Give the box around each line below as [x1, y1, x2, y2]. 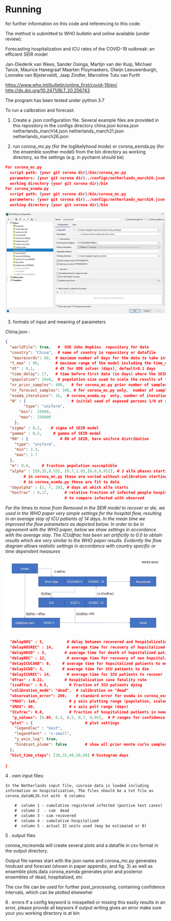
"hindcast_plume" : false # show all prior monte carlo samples [14, 742, 167, 747]
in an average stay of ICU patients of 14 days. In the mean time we [5, 515, 146, 522]
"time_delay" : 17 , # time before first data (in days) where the [10, 372, 156, 377]
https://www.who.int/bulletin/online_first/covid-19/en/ [5, 82, 118, 88]
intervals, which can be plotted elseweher [5, 889, 93, 895]
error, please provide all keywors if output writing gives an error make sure [5, 905, 162, 911]
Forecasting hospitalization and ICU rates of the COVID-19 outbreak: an [5, 46, 155, 52]
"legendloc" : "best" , [14, 726, 63, 731]
